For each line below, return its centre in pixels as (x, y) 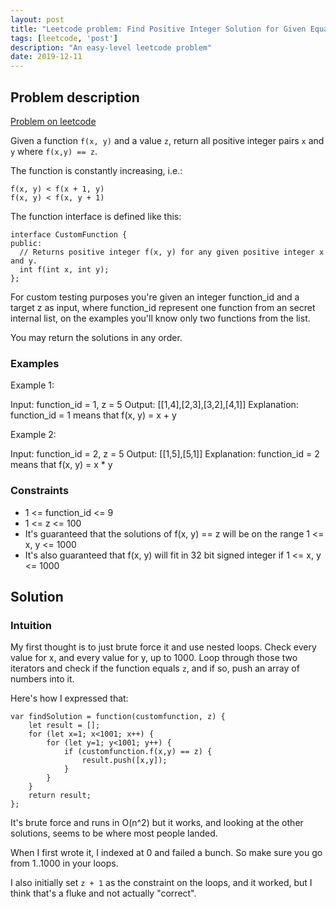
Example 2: (33, 435)
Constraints (40, 491)
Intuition (31, 625)
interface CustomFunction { (69, 234)
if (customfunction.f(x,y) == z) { (138, 752)
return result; (60, 796)
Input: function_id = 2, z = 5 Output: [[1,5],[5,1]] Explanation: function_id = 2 (165, 454)
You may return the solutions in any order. (96, 337)
